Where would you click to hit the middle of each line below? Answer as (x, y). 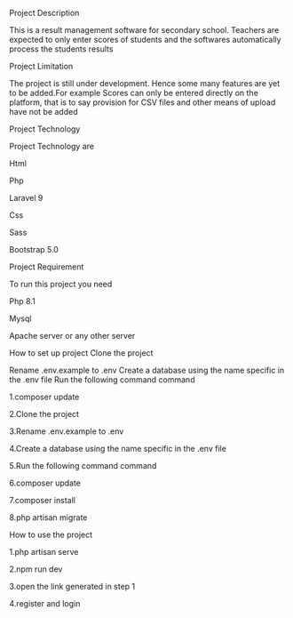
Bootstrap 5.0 (34, 249)
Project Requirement (47, 267)
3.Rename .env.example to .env (67, 431)
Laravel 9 (26, 198)
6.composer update (45, 483)
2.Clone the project (44, 414)
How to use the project (51, 534)
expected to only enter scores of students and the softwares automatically (145, 40)
